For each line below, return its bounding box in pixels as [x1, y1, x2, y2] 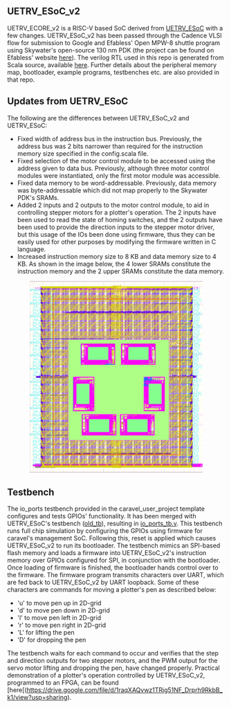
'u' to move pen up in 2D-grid [17, 599, 102, 608]
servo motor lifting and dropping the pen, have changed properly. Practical [7, 664, 220, 672]
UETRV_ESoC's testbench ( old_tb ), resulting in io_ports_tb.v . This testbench [7, 519, 223, 528]
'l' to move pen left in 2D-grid [17, 614, 102, 622]
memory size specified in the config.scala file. [17, 149, 149, 158]
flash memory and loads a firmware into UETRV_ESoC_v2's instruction [7, 549, 207, 557]
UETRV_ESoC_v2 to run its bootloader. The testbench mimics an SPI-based [7, 541, 221, 550]
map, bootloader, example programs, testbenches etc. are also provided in [7, 68, 220, 76]
